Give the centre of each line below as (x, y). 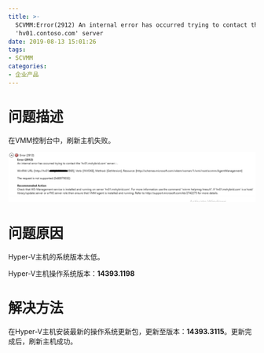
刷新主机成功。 (53, 341)
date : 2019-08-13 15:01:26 (52, 42)
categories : (27, 67)
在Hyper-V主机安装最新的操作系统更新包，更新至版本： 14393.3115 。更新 (126, 331)
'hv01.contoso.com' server (59, 33)
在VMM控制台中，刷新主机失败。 (62, 140)
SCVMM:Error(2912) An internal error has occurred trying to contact (131, 25)
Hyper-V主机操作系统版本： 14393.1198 (71, 274)
